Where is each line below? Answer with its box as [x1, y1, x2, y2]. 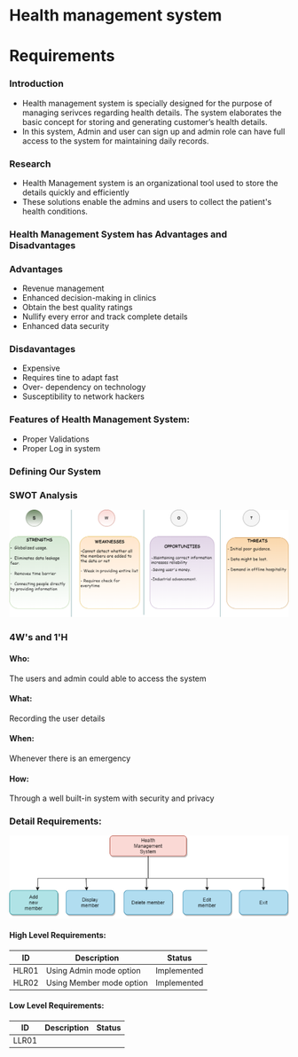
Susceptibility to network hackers [21, 391, 145, 402]
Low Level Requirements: [9, 1000, 105, 1011]
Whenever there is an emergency [9, 753, 131, 763]
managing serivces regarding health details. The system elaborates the [21, 107, 282, 118]
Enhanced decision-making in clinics [21, 293, 157, 303]
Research [9, 157, 51, 169]
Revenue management [21, 283, 105, 294]
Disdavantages [9, 343, 76, 356]
